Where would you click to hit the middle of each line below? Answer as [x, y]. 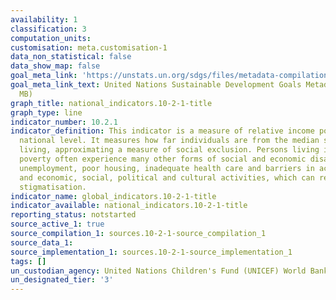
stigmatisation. [53, 187]
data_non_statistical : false [71, 57]
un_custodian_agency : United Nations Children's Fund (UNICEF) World [158, 271]
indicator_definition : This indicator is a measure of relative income [162, 131]
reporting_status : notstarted [73, 215]
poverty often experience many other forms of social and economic [163, 159]
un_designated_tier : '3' [62, 280]
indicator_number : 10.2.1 [64, 122]
